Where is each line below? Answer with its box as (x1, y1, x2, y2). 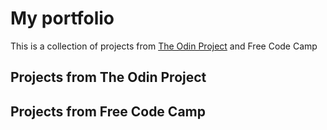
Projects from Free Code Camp (10, 103, 206, 120)
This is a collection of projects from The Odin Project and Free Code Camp (10, 40, 318, 52)
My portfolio (10, 7, 115, 30)
